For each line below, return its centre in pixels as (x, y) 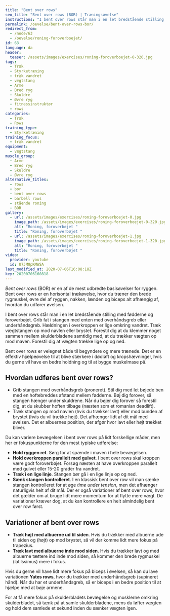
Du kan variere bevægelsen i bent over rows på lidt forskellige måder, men (83, 438)
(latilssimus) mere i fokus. (39, 562)
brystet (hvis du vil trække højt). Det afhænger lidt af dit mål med (80, 417)
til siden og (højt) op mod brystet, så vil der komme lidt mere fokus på (85, 540)
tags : (11, 62)
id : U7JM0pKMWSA (27, 265)
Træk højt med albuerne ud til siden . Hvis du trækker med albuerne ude (88, 535)
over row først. (28, 506)
